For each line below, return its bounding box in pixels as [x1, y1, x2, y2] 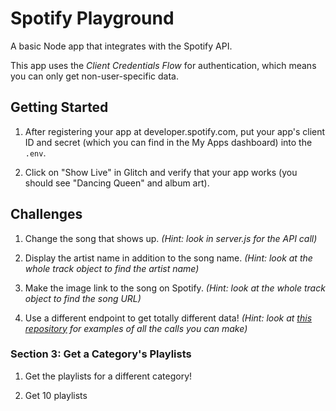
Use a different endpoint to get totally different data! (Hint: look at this [24, 312, 313, 324]
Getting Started [10, 99, 109, 116]
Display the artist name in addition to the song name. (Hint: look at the [24, 252, 313, 264]
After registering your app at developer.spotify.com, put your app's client [24, 125, 326, 137]
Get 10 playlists [24, 389, 88, 401]
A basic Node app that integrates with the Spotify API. [10, 40, 233, 52]
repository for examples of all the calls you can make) [24, 322, 248, 334]
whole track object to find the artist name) [24, 262, 200, 274]
